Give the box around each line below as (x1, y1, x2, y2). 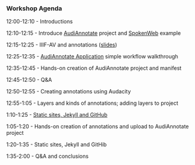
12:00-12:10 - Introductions (6, 18, 73, 25)
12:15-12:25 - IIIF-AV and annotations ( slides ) (6, 41, 117, 49)
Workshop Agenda (6, 4, 63, 13)
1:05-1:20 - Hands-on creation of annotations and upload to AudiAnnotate (6, 123, 189, 130)
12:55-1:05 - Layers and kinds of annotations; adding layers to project (6, 99, 179, 107)
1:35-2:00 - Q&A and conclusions (6, 152, 89, 160)
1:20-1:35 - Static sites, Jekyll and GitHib (6, 141, 107, 148)
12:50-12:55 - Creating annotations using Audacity (6, 88, 131, 95)
